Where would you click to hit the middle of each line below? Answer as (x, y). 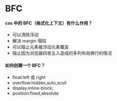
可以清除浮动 (25, 35)
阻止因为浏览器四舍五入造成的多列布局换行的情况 (62, 53)
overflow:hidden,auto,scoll (39, 83)
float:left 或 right (29, 77)
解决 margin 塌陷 (29, 41)
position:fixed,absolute (36, 93)
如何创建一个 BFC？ (25, 65)
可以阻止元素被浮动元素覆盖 (40, 47)
